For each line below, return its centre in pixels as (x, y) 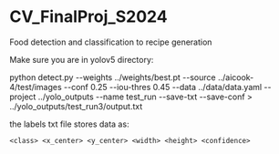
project (23, 97)
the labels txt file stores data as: (69, 124)
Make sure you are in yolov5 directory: (82, 59)
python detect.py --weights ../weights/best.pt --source (113, 77)
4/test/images (36, 87)
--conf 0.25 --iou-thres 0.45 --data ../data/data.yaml (163, 87)
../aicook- (236, 77)
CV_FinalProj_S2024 (88, 17)
